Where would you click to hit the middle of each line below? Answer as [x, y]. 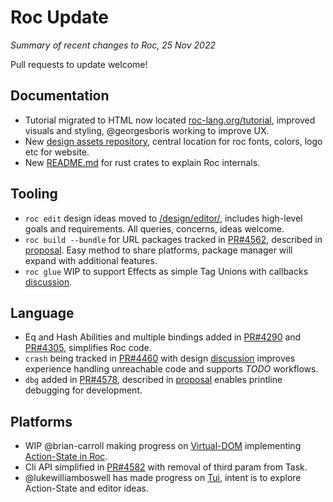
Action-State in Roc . [66, 457]
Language [42, 312]
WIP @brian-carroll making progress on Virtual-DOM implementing [163, 446]
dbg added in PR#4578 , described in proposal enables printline [153, 380]
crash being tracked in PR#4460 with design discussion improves [160, 358]
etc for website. [57, 152]
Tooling [34, 194]
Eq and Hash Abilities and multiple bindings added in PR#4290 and [163, 337]
